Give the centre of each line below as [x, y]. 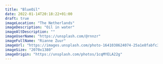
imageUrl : [15, 45]
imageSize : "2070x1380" [29, 50]
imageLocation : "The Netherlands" [40, 23]
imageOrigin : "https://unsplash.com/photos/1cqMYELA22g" [64, 54]
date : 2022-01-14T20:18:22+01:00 [39, 14]
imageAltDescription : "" [30, 32]
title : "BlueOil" [23, 9]
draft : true [17, 18]
